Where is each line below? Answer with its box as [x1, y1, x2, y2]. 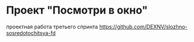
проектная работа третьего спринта [6, 23, 98, 30]
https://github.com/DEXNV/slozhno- [99, 23, 188, 30]
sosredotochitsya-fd [6, 29, 56, 36]
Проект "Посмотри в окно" [6, 4, 148, 17]
